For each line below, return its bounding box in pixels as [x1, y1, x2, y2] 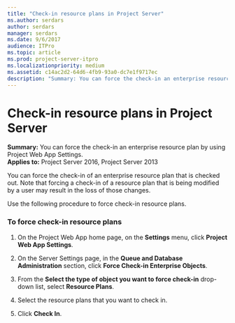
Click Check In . [17, 309, 62, 317]
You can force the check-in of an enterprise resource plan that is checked [7, 172, 220, 180]
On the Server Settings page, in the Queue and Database [17, 254, 183, 262]
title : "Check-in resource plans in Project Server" [7, 10, 164, 17]
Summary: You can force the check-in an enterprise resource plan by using [7, 143, 226, 151]
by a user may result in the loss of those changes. [7, 186, 151, 195]
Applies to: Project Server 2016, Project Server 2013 [7, 158, 159, 166]
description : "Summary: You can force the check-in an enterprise [7, 75, 205, 82]
